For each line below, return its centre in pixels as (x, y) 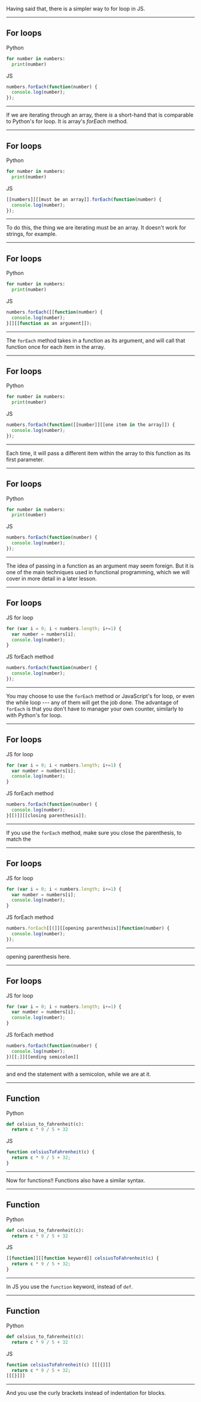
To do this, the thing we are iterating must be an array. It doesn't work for (96, 228)
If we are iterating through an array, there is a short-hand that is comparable (100, 115)
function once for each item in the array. (56, 347)
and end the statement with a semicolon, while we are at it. (79, 1074)
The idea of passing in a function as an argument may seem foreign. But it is (100, 566)
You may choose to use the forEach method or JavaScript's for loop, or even (100, 696)
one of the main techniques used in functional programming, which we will (98, 572)
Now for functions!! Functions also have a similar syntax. (76, 1180)
